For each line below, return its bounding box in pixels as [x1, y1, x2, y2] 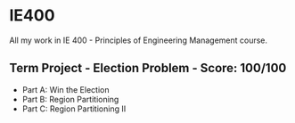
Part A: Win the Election [21, 84, 110, 94]
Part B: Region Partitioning [21, 94, 119, 104]
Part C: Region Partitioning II [21, 103, 127, 114]
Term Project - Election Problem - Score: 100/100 [9, 61, 287, 76]
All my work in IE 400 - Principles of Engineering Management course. [9, 35, 268, 45]
